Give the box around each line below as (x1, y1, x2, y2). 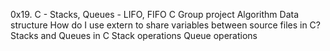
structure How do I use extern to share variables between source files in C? (10, 19, 321, 31)
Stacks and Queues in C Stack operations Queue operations (10, 30, 258, 41)
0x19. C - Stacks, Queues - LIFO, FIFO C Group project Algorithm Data (10, 9, 300, 20)
